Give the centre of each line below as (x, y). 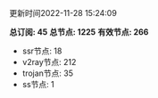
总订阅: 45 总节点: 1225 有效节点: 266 (79, 32)
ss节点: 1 (38, 84)
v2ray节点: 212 (49, 62)
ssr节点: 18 (42, 51)
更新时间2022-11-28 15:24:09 (63, 13)
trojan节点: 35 (48, 73)
